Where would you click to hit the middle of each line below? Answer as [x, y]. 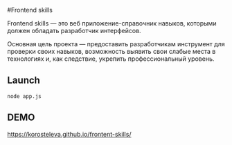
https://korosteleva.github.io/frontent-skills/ [69, 134]
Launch [24, 80]
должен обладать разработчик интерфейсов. [74, 31]
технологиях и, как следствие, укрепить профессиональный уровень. [111, 59]
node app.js [24, 96]
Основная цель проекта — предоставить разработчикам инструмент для [116, 44]
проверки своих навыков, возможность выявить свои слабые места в [111, 51]
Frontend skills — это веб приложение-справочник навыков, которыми [112, 23]
